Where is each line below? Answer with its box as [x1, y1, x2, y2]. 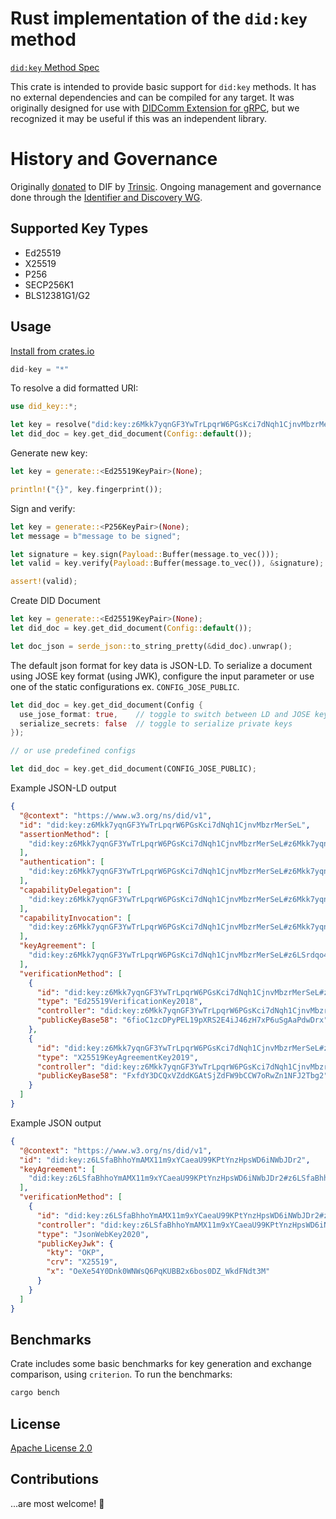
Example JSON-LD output [10, 782, 117, 794]
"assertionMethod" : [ [19, 829, 110, 839]
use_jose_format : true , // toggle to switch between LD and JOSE [19, 709, 311, 719]
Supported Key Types [10, 220, 149, 237]
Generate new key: [10, 447, 88, 459]
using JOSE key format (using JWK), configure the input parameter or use [10, 670, 315, 682]
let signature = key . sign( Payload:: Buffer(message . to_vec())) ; [10, 549, 280, 559]
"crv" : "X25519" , [46, 1257, 118, 1267]
